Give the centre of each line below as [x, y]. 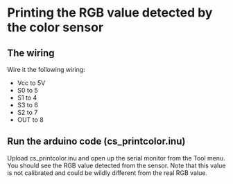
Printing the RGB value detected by [110, 13]
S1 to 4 [27, 98]
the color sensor [55, 27]
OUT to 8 [30, 120]
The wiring [31, 53]
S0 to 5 [27, 90]
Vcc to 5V [31, 83]
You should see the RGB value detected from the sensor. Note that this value [116, 165]
